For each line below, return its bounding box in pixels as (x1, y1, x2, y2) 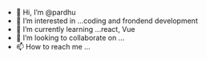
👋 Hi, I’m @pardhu (15, 8, 76, 17)
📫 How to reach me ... (15, 42, 91, 51)
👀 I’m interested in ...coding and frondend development (15, 16, 198, 26)
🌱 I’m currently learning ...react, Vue (15, 25, 135, 33)
